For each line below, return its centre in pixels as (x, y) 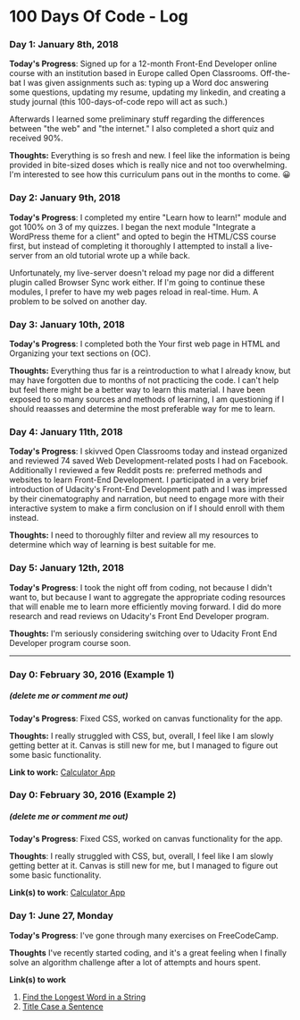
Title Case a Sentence (63, 1006)
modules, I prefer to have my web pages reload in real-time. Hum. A (134, 292)
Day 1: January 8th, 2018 (64, 45)
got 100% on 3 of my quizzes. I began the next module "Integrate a (133, 226)
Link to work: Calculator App (62, 772)
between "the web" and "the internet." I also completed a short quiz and (142, 129)
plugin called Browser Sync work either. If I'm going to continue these (137, 282)
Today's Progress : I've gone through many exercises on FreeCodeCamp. (144, 935)
